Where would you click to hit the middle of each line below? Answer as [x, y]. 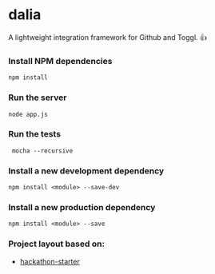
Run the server [38, 97]
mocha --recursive [42, 151]
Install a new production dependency [82, 208]
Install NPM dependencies [60, 61]
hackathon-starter [50, 261]
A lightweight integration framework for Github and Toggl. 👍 [108, 37]
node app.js [28, 114]
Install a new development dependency [86, 171]
